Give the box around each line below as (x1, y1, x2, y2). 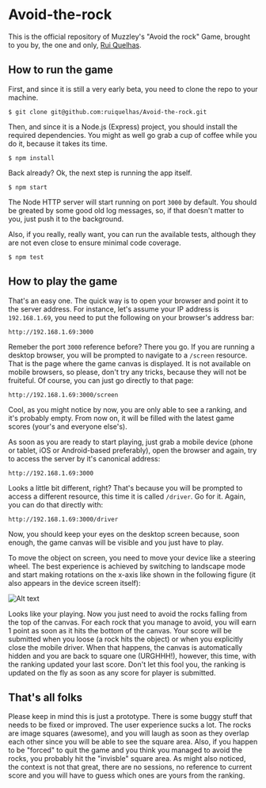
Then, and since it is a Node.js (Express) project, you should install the (8, 121, 237, 132)
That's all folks (8, 690, 83, 704)
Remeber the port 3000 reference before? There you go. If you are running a (8, 342, 255, 351)
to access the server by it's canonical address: (8, 453, 161, 463)
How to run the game (8, 63, 113, 77)
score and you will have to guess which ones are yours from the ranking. (8, 771, 245, 780)
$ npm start (8, 183, 47, 191)
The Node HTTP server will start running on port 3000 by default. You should (8, 197, 257, 207)
